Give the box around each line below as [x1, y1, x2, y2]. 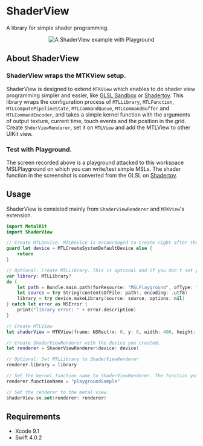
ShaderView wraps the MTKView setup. [6, 71, 126, 80]
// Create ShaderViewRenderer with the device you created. [6, 340, 161, 346]
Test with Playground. [6, 145, 72, 153]
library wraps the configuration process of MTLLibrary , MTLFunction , [6, 98, 174, 105]
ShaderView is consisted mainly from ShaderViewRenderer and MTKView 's [6, 205, 185, 212]
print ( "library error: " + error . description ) [17, 307, 137, 313]
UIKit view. [6, 130, 33, 137]
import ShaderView [6, 229, 53, 235]
